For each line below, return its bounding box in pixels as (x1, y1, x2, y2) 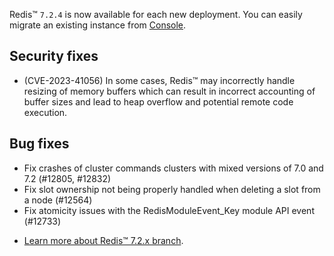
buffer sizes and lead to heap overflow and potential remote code (23, 95, 294, 108)
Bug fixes (9, 135, 70, 153)
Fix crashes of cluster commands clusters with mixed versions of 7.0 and (23, 162, 324, 174)
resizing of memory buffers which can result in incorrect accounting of (23, 85, 316, 97)
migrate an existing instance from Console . (9, 19, 187, 31)
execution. (23, 106, 68, 118)
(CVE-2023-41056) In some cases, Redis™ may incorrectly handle (23, 74, 296, 86)
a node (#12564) (23, 194, 93, 206)
